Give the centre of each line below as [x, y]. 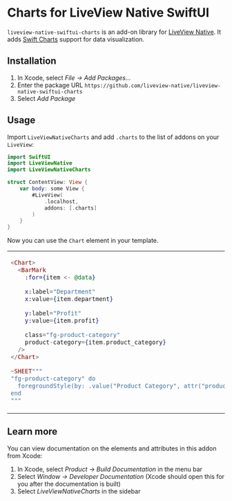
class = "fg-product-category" [72, 335]
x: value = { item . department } [69, 299]
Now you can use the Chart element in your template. [83, 241]
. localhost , [61, 201]
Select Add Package [46, 98]
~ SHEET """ [27, 371]
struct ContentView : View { [48, 182]
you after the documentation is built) [69, 484]
